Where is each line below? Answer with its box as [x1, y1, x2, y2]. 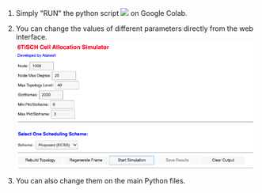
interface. [15, 32, 47, 41]
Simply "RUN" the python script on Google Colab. [15, 9, 188, 17]
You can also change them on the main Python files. [15, 176, 186, 185]
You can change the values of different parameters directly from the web [15, 24, 253, 33]
